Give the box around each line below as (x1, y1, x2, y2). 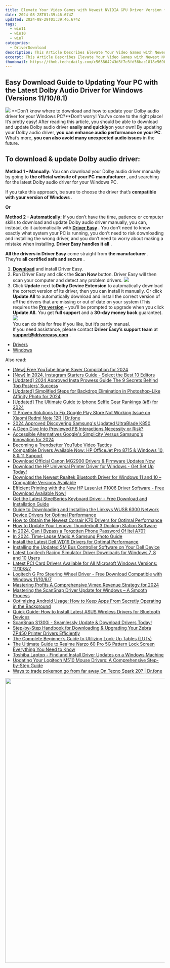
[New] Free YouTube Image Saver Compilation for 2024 (12, 366, 129, 372)
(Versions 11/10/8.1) (5, 94, 68, 102)
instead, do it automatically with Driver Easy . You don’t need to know (5, 224, 151, 230)
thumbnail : (5, 59, 28, 64)
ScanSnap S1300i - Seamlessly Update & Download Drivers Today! (12, 619, 152, 626)
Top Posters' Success (12, 382, 58, 389)
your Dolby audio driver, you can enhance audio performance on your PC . (5, 130, 162, 136)
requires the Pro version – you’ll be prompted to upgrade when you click (12, 304, 164, 310)
